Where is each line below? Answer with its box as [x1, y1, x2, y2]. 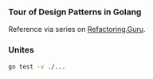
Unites [8, 45, 34, 56]
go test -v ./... [8, 62, 66, 70]
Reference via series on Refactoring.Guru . [8, 25, 146, 34]
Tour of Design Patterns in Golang [8, 6, 142, 18]
